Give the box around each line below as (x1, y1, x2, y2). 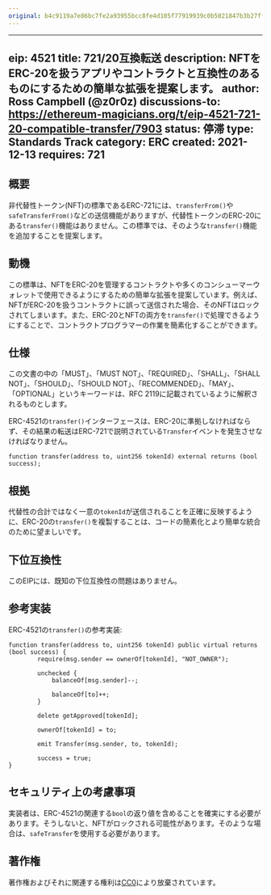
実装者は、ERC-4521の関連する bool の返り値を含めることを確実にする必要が (8, 808, 261, 817)
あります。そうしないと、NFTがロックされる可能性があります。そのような (8, 818, 254, 828)
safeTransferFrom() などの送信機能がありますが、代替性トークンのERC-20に (8, 210, 262, 220)
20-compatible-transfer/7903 (8, 122, 163, 136)
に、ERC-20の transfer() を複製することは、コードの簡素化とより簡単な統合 (8, 517, 261, 526)
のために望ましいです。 (8, 527, 86, 537)
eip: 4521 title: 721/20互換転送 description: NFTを (8, 52, 261, 65)
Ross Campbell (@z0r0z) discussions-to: (8, 95, 221, 109)
